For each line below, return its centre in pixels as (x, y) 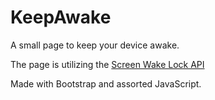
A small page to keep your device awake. (95, 45)
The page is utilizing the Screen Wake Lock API (107, 64)
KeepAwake (61, 17)
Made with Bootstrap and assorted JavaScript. (106, 83)
